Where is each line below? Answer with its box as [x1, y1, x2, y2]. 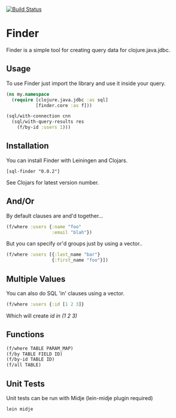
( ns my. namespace [6, 91, 50, 97]
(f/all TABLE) [6, 362, 42, 368]
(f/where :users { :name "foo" [6, 223, 82, 230]
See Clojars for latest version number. [6, 178, 99, 186]
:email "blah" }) [51, 229, 93, 235]
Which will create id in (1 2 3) [6, 312, 78, 319]
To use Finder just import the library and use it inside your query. [6, 80, 166, 87]
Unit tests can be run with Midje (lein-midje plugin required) [6, 394, 153, 401]
